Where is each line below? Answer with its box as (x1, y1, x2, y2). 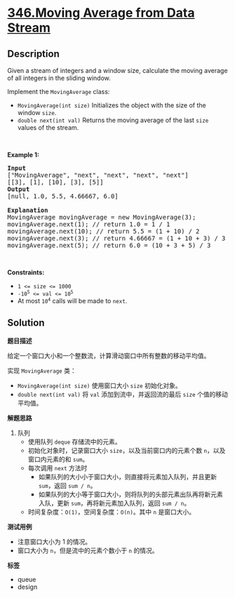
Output (7, 185, 30, 193)
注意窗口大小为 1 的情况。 (17, 537, 92, 545)
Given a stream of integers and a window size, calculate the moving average (7, 67, 228, 74)
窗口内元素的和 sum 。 (27, 455, 89, 463)
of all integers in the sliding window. (7, 74, 111, 82)
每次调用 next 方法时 (27, 463, 88, 472)
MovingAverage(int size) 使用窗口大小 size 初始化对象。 (17, 381, 182, 390)
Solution (7, 317, 45, 329)
